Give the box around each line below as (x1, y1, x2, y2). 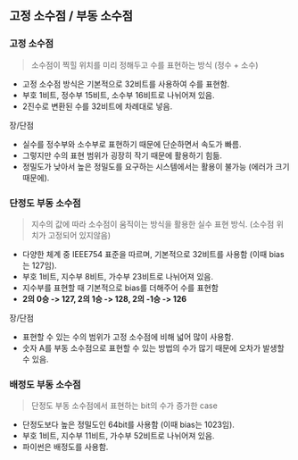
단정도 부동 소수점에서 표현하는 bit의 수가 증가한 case (30, 400, 219, 411)
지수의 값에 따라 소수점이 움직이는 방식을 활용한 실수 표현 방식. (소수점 (30, 218, 275, 230)
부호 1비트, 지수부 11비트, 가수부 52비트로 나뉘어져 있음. (21, 431, 215, 441)
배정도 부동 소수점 (9, 378, 82, 390)
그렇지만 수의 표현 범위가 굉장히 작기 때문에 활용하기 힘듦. (21, 150, 223, 161)
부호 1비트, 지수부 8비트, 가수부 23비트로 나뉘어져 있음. (21, 271, 214, 281)
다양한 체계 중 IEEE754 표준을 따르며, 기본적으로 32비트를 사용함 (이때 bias (21, 248, 285, 259)
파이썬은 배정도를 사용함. (21, 441, 109, 453)
